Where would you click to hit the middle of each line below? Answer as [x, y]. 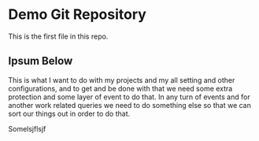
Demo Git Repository [78, 15]
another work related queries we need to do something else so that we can [130, 105]
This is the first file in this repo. [58, 36]
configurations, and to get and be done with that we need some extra [120, 88]
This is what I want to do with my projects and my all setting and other [122, 80]
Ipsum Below [41, 61]
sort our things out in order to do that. [69, 113]
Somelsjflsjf [27, 128]
